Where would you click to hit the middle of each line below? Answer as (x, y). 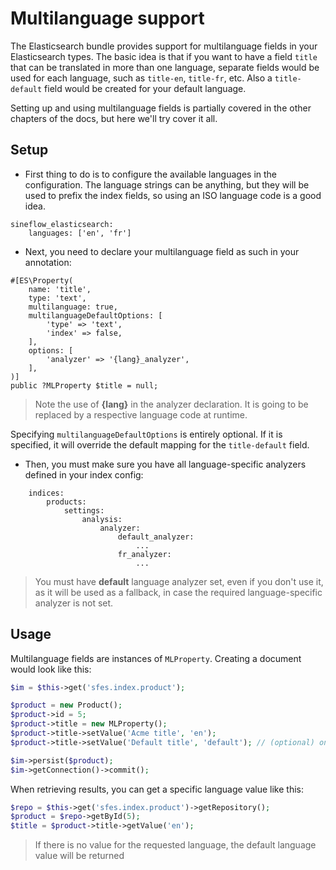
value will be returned (79, 856)
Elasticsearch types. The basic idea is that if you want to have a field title (164, 56)
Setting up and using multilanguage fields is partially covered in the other (161, 108)
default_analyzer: (156, 537)
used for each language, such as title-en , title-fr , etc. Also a (141, 78)
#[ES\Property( (42, 280)
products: (66, 502)
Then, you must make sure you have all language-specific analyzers (165, 464)
